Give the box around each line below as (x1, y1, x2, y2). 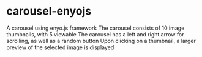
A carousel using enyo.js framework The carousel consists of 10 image (6, 24, 185, 32)
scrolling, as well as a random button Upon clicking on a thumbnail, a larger (6, 37, 196, 44)
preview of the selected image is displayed (6, 44, 114, 51)
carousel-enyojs (6, 4, 92, 18)
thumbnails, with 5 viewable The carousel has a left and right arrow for (6, 30, 184, 38)
